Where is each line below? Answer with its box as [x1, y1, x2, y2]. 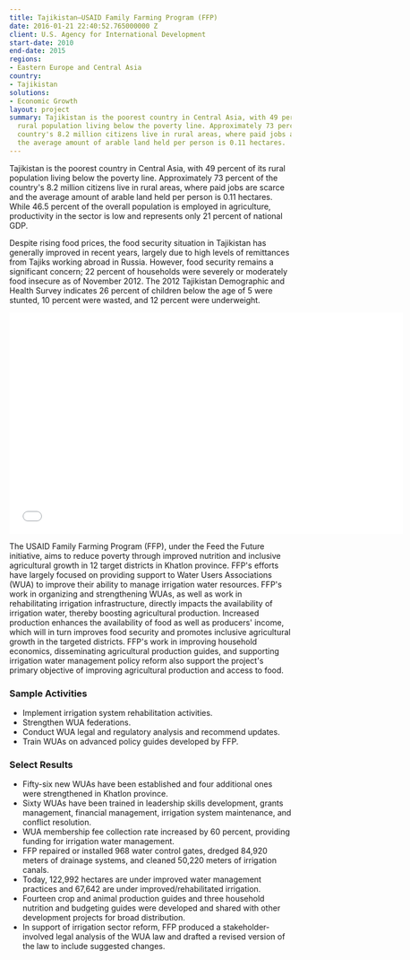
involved [21, 931, 55, 942]
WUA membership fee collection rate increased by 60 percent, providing [21, 826, 291, 837]
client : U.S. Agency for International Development [9, 30, 206, 39]
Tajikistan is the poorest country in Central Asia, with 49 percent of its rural [9, 162, 286, 173]
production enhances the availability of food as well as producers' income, [9, 616, 285, 628]
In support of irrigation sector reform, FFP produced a [21, 921, 221, 933]
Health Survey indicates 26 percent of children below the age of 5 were [9, 284, 273, 296]
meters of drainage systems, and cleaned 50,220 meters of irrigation [21, 855, 278, 866]
